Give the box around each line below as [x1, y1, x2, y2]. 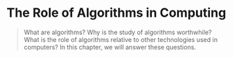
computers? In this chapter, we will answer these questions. [23, 43, 197, 51]
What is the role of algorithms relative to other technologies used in [23, 35, 218, 43]
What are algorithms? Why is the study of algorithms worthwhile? [23, 28, 212, 36]
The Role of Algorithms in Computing [6, 5, 227, 21]
